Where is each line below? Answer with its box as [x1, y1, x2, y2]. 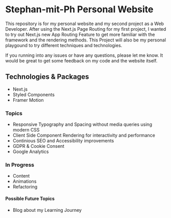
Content [12, 173, 30, 179]
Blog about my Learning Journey [12, 207, 82, 213]
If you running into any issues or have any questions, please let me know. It [5, 52, 163, 58]
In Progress [5, 161, 35, 168]
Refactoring [12, 184, 38, 190]
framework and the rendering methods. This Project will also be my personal [5, 37, 166, 43]
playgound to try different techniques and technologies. [5, 42, 123, 48]
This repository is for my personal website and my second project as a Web [5, 20, 164, 27]
